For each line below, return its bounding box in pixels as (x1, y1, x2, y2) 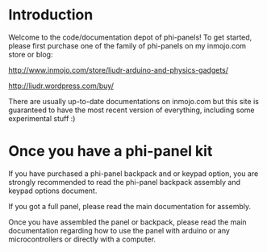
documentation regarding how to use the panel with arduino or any (8, 225, 230, 235)
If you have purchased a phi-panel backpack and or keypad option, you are (8, 168, 259, 178)
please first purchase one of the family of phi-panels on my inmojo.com (8, 40, 247, 50)
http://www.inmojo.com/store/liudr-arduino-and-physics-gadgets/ (8, 65, 228, 74)
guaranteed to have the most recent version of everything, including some (8, 105, 255, 115)
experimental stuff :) (8, 113, 76, 123)
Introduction (8, 6, 94, 24)
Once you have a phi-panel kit (8, 142, 213, 161)
